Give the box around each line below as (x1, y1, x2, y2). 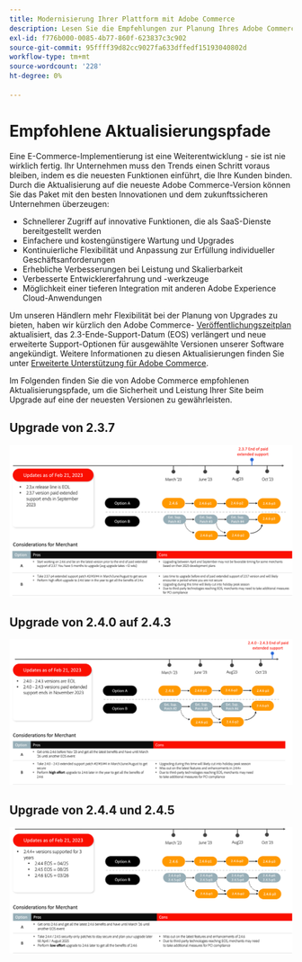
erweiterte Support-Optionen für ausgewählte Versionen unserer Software (9, 338, 285, 349)
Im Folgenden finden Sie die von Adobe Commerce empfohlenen (9, 374, 250, 386)
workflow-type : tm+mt (9, 52, 91, 62)
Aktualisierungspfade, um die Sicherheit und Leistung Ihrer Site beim (9, 384, 264, 395)
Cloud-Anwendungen (22, 292, 102, 303)
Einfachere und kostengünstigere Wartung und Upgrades (22, 235, 235, 246)
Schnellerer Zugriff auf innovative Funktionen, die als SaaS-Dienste (22, 216, 271, 227)
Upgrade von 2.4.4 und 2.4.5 (9, 802, 175, 818)
